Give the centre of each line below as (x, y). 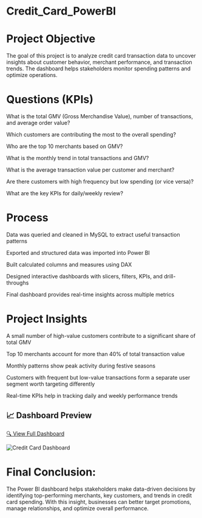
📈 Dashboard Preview (49, 416)
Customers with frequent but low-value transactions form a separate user (98, 377)
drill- (170, 276)
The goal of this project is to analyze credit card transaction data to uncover (101, 56)
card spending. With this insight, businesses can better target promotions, (99, 502)
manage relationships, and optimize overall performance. (78, 508)
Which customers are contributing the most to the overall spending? (91, 135)
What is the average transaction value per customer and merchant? (90, 170)
